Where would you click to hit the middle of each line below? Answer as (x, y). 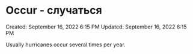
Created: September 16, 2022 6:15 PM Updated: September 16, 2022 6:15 (96, 27)
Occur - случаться (54, 10)
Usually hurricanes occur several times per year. (66, 45)
